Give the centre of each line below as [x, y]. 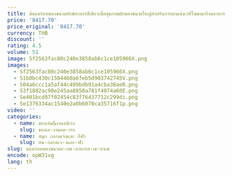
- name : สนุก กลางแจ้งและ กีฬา [50, 136]
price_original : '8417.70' [46, 26]
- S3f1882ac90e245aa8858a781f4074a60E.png [76, 91]
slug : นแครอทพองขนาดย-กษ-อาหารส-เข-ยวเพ [58, 149]
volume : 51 [23, 53]
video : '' [22, 110]
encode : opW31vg [31, 156]
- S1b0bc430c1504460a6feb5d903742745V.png [76, 78]
